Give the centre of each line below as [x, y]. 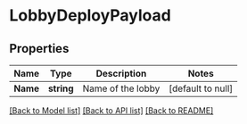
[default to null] [201, 88]
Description [121, 74]
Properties [39, 49]
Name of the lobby [121, 88]
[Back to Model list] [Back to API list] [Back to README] [111, 111]
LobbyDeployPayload [90, 16]
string [61, 88]
